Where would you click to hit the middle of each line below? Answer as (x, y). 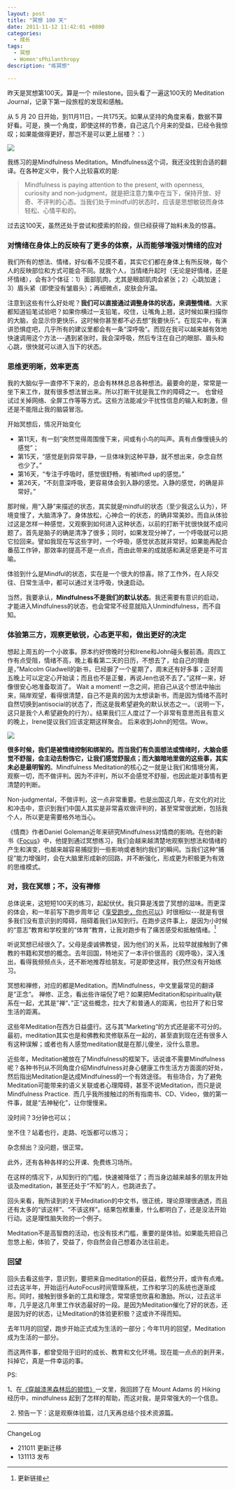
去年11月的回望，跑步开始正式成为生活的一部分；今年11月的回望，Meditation (116, 1328)
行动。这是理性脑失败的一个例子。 (56, 1218)
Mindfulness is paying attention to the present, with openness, (114, 184)
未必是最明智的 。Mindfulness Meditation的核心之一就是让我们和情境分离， (115, 767)
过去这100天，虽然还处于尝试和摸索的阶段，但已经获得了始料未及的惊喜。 (114, 225)
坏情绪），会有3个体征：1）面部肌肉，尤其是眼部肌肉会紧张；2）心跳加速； (115, 279)
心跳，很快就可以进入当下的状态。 (56, 347)
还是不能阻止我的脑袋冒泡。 (47, 410)
